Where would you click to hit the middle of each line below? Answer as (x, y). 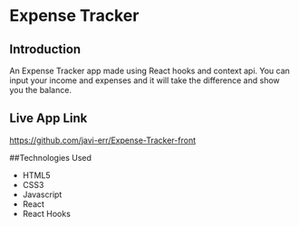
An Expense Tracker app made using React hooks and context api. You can (149, 71)
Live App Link (48, 118)
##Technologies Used (51, 157)
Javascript (42, 194)
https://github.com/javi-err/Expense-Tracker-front (103, 140)
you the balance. (41, 90)
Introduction (45, 49)
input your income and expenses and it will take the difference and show (145, 80)
